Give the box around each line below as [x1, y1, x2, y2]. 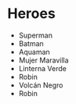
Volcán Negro [18, 80, 63, 90]
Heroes [7, 5, 56, 23]
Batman [18, 38, 44, 48]
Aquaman [18, 47, 50, 56]
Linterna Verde [18, 63, 67, 73]
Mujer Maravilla [18, 56, 69, 65]
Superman [18, 30, 52, 40]
